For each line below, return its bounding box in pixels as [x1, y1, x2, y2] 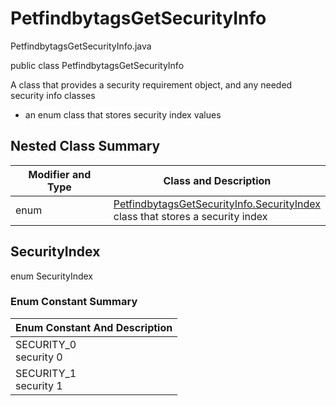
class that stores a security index [113, 209, 268, 223]
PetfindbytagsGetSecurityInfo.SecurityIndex [113, 197, 321, 211]
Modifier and [28, 167, 92, 181]
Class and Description [163, 173, 272, 187]
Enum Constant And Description [15, 320, 173, 334]
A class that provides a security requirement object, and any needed [10, 78, 293, 91]
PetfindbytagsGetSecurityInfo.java [10, 40, 152, 52]
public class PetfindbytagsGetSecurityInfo [10, 59, 185, 71]
